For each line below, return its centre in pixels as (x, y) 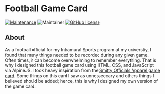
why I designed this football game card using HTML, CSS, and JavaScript (80, 65)
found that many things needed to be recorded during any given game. (77, 55)
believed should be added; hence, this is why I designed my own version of (82, 81)
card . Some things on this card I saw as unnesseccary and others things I (80, 76)
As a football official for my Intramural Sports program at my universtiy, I (78, 49)
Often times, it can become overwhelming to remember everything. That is (81, 60)
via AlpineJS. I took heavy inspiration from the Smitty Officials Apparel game (82, 70)
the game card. (20, 86)
